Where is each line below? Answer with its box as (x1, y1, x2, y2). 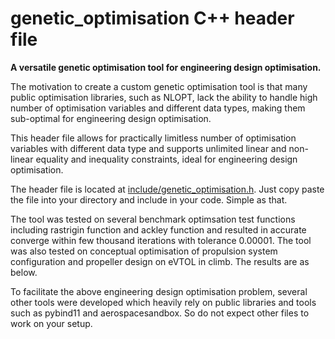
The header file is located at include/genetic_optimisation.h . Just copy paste (10, 183, 325, 195)
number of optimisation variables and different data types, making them (10, 102, 306, 114)
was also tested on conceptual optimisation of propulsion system (10, 245, 278, 257)
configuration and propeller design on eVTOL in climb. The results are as (10, 255, 310, 267)
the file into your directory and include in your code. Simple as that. (10, 193, 288, 206)
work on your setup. (10, 317, 93, 329)
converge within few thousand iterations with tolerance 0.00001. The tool (10, 234, 312, 246)
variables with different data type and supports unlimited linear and (10, 142, 287, 154)
